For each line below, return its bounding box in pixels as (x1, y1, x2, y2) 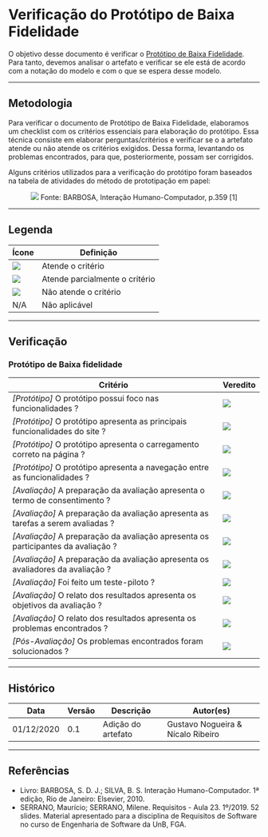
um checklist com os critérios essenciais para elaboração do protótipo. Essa (8, 126, 259, 136)
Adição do (102, 719, 141, 730)
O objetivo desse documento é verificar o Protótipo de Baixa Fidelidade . (8, 49, 245, 58)
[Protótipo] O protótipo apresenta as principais (12, 416, 187, 427)
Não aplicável (41, 299, 93, 310)
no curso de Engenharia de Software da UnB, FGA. (19, 819, 187, 829)
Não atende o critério (41, 286, 121, 297)
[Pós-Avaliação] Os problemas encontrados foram (12, 636, 203, 647)
